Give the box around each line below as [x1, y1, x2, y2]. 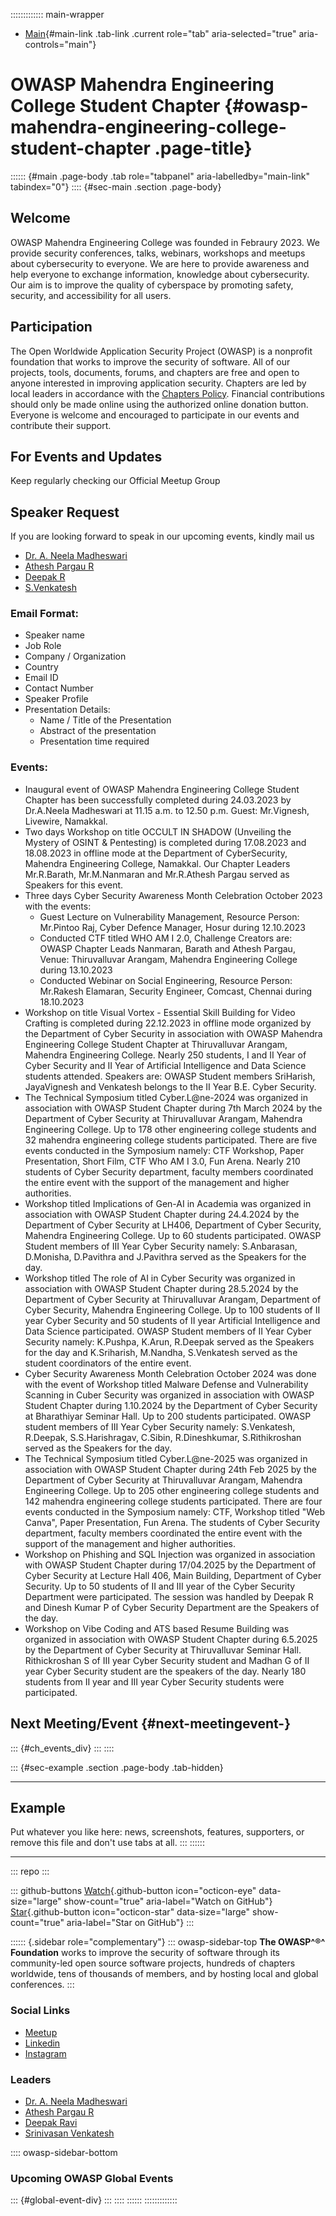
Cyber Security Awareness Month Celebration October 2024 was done [24, 1367, 317, 1379]
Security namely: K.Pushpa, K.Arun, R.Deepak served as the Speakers [24, 1335, 315, 1348]
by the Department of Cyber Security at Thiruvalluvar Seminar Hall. [24, 1644, 302, 1656]
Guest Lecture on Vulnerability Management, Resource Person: [39, 910, 300, 923]
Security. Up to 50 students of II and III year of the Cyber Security [24, 1580, 296, 1592]
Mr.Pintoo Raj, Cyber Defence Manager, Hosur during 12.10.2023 [39, 921, 306, 933]
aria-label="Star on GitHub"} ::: [66, 1917, 195, 1929]
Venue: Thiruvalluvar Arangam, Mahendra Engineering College [39, 953, 298, 965]
